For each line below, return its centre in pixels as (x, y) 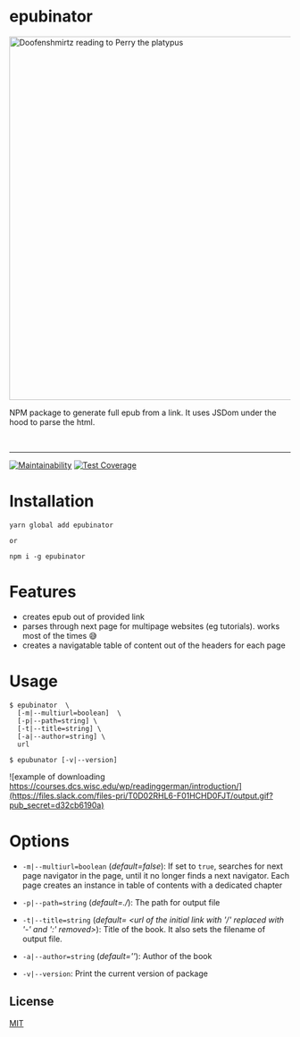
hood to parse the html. (52, 421)
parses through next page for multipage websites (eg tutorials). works (151, 626)
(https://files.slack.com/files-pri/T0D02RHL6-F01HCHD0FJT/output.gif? (142, 795)
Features (43, 592)
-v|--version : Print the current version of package (115, 973)
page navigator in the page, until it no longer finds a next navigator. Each (156, 875)
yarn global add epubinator (62, 525)
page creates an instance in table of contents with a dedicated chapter (152, 885)
